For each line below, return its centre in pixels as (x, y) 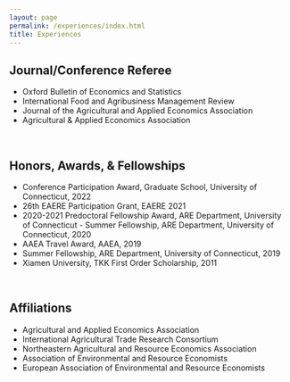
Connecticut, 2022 (57, 196)
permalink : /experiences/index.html (77, 26)
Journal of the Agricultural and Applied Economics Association (137, 111)
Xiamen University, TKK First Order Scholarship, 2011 (120, 263)
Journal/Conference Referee (91, 70)
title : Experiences (46, 34)
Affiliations (41, 308)
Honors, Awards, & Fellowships (97, 166)
